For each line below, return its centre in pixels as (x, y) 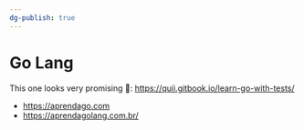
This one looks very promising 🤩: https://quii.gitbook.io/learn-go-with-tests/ (152, 88)
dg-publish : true (42, 18)
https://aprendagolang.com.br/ (80, 115)
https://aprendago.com (66, 105)
